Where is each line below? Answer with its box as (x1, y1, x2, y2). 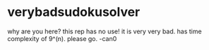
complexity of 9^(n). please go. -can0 (7, 34, 117, 42)
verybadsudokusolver (7, 4, 141, 20)
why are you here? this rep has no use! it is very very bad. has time (7, 27, 203, 35)
